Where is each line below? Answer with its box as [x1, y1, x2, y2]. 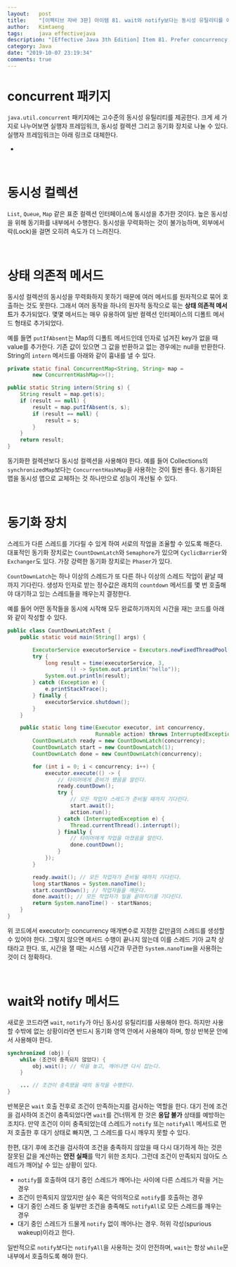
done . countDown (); [70, 842, 124, 849]
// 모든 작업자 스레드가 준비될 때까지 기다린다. [70, 796, 190, 803]
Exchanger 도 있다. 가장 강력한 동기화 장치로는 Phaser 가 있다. [7, 557, 172, 565]
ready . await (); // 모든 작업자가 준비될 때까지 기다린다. [32, 873, 183, 881]
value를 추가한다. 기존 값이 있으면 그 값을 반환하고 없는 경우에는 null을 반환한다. [7, 342, 226, 351]
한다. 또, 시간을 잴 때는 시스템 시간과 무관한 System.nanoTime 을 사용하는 [25, 943, 223, 952]
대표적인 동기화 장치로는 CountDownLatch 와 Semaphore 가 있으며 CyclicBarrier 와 [7, 548, 228, 557]
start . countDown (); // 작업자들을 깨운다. [32, 887, 147, 894]
